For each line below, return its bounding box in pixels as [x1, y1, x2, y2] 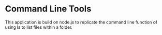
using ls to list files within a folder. [5, 24, 73, 30]
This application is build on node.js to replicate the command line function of [5, 19, 158, 25]
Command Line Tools [5, 3, 92, 14]
